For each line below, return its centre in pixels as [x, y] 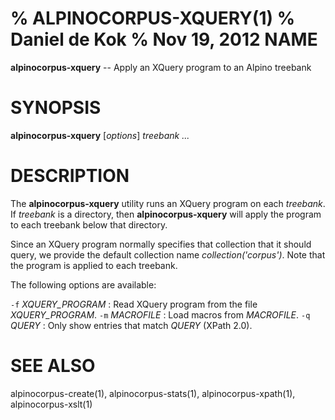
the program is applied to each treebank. [94, 265]
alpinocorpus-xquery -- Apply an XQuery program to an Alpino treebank [161, 67]
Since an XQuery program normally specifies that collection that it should [161, 244]
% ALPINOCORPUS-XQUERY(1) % [153, 18]
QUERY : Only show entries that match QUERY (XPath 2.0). [131, 325]
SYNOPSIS [56, 108]
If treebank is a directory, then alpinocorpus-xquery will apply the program [166, 214]
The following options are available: [83, 284]
